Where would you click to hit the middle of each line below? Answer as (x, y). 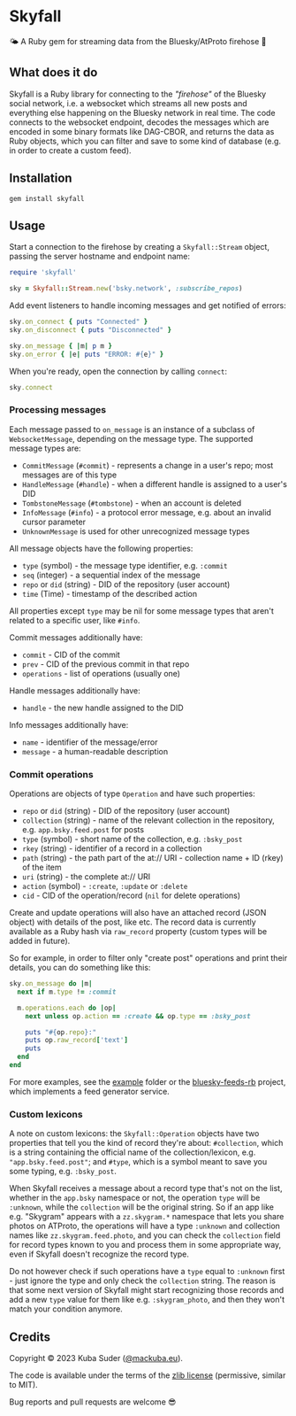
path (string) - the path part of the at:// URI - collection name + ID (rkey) (153, 858)
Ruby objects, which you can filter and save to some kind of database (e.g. (145, 141)
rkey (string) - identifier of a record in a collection (112, 848)
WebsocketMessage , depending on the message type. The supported (131, 438)
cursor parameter (54, 522)
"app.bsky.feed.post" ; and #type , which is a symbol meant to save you (138, 1162)
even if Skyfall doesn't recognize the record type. (99, 1254)
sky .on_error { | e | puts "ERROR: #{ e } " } (87, 354)
